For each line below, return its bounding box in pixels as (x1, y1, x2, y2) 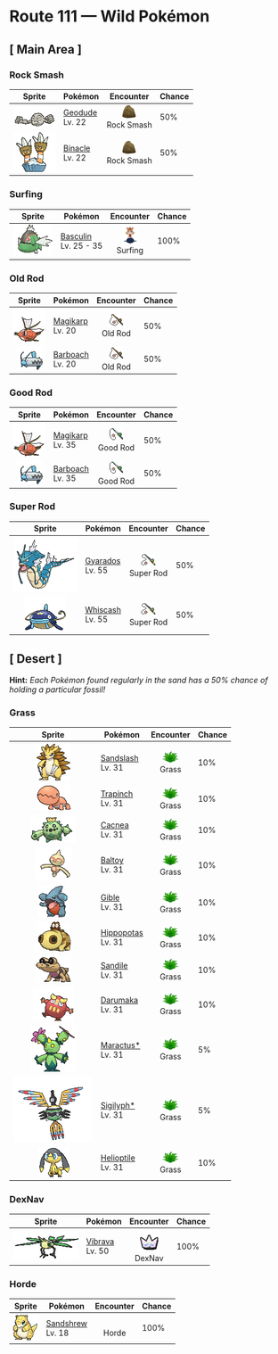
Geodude (63, 107, 98, 118)
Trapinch (101, 788, 134, 799)
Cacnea (101, 820, 129, 830)
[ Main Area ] (9, 42, 82, 57)
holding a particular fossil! (9, 684, 106, 695)
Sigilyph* (101, 1100, 135, 1111)
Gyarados (85, 555, 121, 566)
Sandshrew (45, 1317, 87, 1328)
